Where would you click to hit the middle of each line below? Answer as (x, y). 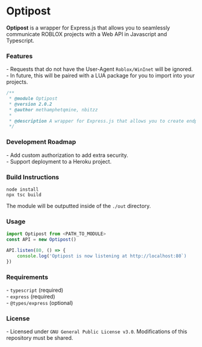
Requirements (27, 277)
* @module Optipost (33, 99)
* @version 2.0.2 (30, 104)
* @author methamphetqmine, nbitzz (53, 109)
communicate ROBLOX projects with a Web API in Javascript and (87, 34)
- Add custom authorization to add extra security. (67, 155)
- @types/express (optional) (40, 302)
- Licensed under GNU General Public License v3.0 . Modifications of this (97, 331)
